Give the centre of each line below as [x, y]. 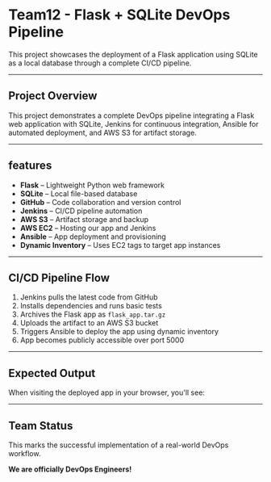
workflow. [25, 453]
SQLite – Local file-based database [79, 193]
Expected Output [52, 373]
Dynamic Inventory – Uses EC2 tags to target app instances [120, 245]
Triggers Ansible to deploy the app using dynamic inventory [119, 332]
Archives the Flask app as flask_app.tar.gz [93, 314]
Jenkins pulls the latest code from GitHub [89, 297]
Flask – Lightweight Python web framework [92, 185]
